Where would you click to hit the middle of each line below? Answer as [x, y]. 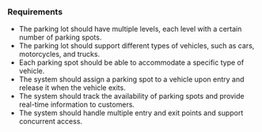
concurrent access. [51, 122]
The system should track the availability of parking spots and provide [131, 96]
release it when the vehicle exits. [72, 88]
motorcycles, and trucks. [59, 55]
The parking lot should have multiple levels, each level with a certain [130, 29]
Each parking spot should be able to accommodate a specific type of [131, 62]
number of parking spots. [60, 37]
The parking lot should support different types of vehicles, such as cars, [137, 46]
